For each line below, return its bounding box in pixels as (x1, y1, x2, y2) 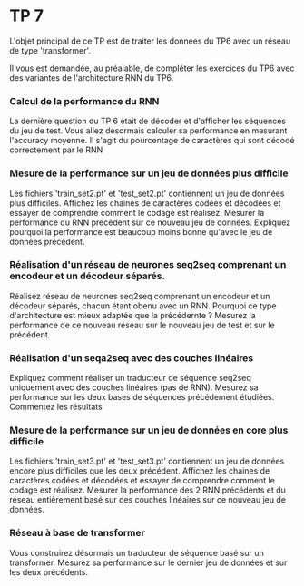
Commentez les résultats (9, 401, 103, 413)
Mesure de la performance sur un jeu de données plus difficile (9, 167, 289, 180)
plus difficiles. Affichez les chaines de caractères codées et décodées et (9, 197, 281, 209)
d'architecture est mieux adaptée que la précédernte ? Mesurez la (9, 309, 256, 320)
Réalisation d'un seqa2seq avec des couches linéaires (9, 351, 254, 364)
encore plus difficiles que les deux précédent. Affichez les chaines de (9, 465, 270, 476)
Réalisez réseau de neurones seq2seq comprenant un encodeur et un (9, 290, 270, 301)
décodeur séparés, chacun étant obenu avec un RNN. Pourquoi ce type (9, 300, 277, 311)
